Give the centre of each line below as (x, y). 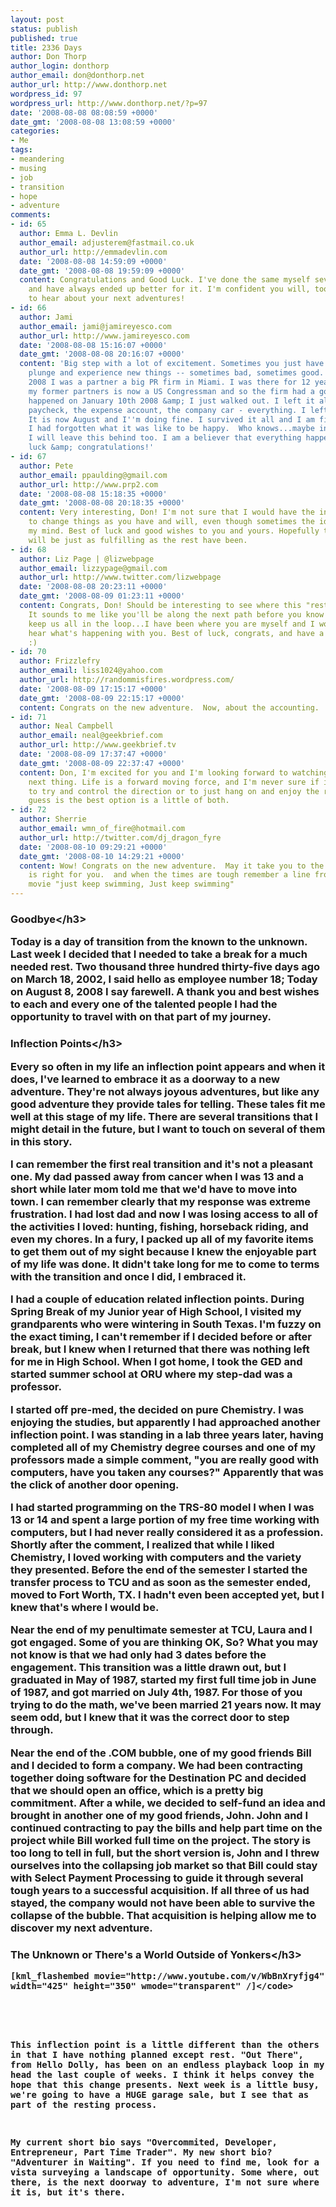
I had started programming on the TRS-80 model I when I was (162, 1508)
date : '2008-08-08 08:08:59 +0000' (84, 112)
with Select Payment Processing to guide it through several (157, 1878)
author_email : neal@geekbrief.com (91, 736)
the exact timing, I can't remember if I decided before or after (161, 1337)
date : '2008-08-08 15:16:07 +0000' (93, 345)
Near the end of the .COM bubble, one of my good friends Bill (161, 1753)
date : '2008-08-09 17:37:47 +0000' (93, 754)
